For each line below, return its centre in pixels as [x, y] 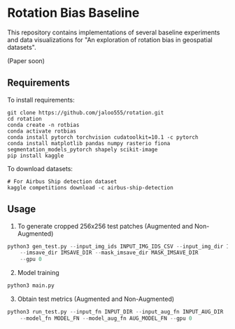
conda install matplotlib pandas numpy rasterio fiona [89, 143]
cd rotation [24, 119]
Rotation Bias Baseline [73, 13]
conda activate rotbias [42, 131]
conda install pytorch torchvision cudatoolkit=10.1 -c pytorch [103, 137]
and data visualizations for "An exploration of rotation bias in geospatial [110, 39]
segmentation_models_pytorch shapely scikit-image [83, 149]
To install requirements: [41, 100]
